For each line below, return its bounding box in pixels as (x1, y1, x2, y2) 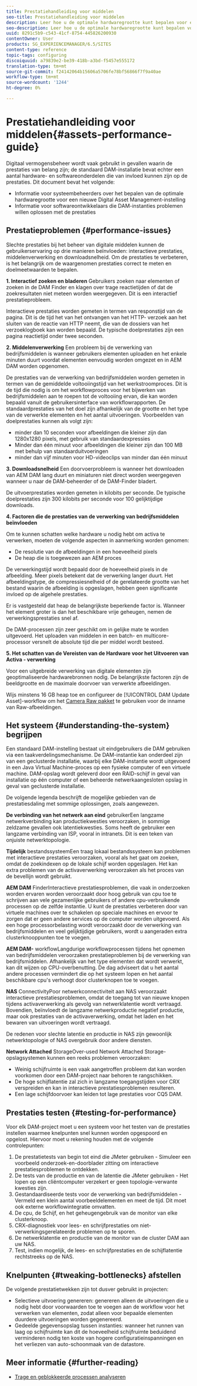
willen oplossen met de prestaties (14, 208, 96, 215)
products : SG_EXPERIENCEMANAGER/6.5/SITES (6, 42, 111, 48)
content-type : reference (6, 47, 67, 53)
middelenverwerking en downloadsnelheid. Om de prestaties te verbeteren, (6, 253, 189, 261)
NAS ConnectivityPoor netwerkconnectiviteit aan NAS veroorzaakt (6, 988, 167, 995)
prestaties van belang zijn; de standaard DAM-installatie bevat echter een (6, 165, 184, 173)
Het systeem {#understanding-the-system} (6, 721, 170, 731)
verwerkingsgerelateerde (14, 1228, 76, 1235)
